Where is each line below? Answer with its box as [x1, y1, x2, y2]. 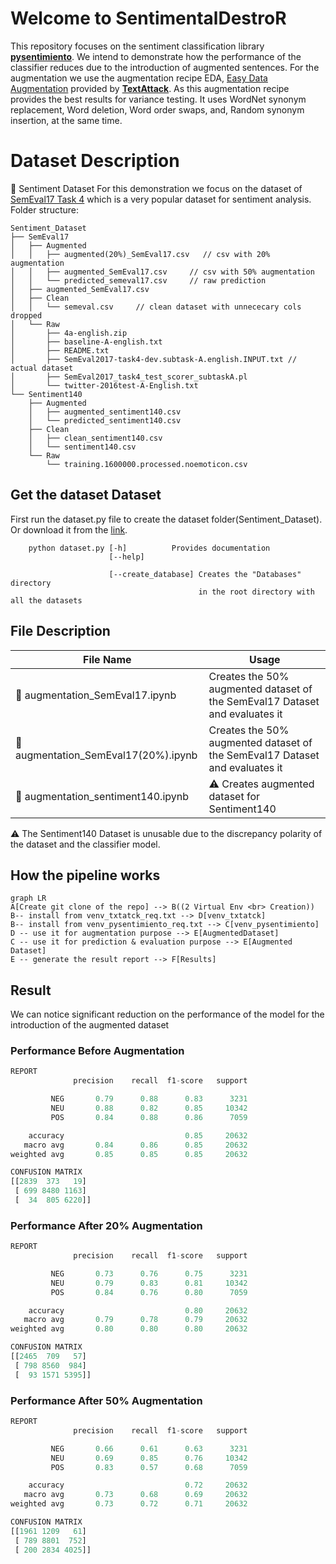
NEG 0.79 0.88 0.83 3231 [50, 1094, 248, 1104]
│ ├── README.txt [10, 345, 110, 356]
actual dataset [10, 363, 74, 373]
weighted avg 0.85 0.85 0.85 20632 [10, 1149, 248, 1159]
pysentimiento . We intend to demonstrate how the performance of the [10, 50, 302, 62]
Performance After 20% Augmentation [10, 1218, 203, 1232]
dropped [10, 310, 43, 321]
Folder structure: [10, 203, 80, 216]
